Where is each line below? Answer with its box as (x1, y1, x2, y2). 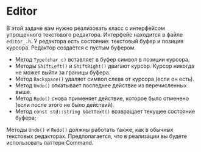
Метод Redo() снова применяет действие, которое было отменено (15, 95, 189, 102)
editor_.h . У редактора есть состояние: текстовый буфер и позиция (6, 37, 184, 45)
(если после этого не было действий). (15, 101, 115, 108)
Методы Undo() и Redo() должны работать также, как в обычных (6, 126, 174, 133)
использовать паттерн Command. (6, 139, 94, 146)
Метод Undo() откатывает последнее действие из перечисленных (15, 81, 187, 89)
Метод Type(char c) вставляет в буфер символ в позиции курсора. (15, 56, 190, 63)
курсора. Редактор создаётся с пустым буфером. (6, 44, 136, 51)
